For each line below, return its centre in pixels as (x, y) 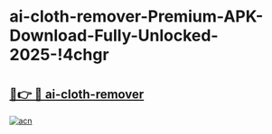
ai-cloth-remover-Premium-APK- (136, 17)
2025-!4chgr (60, 55)
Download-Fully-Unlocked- (114, 36)
